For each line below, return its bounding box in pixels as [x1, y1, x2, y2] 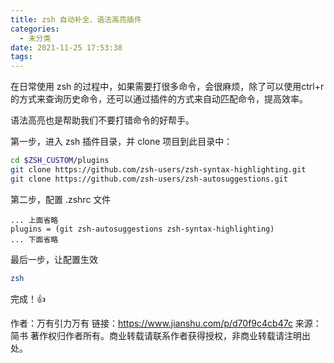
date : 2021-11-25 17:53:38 [10, 42, 123, 53]
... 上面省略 [10, 215, 59, 225]
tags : [10, 52, 33, 62]
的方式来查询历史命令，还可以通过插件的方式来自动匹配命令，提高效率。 [10, 93, 308, 105]
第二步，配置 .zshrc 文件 [10, 193, 112, 205]
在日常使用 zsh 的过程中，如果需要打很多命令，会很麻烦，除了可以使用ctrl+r [10, 81, 325, 93]
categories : [10, 24, 60, 34]
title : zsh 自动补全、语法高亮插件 [10, 14, 142, 25]
